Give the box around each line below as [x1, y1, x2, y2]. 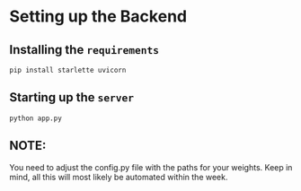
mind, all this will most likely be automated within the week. [9, 171, 228, 182]
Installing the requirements [9, 42, 160, 57]
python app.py [9, 114, 63, 123]
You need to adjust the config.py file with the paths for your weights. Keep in [9, 161, 293, 172]
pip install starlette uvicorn [9, 65, 127, 74]
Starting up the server [9, 90, 135, 105]
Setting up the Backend [9, 6, 187, 27]
